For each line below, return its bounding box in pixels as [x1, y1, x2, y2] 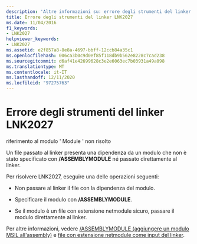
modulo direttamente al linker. [14, 213, 87, 220]
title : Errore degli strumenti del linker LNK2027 [6, 14, 133, 20]
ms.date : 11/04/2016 [6, 19, 57, 25]
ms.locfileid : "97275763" [6, 80, 70, 86]
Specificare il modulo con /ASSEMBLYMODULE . [14, 196, 133, 203]
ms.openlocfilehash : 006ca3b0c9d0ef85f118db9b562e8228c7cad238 [6, 53, 165, 58]
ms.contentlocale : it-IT [6, 69, 67, 75]
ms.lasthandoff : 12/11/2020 [6, 74, 75, 80]
